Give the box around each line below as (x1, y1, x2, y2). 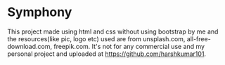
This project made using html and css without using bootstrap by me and (7, 27, 219, 36)
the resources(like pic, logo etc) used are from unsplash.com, (7, 34, 186, 43)
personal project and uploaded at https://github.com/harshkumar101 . (7, 50, 206, 58)
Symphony (7, 4, 72, 20)
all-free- (186, 34, 211, 43)
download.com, (7, 42, 53, 50)
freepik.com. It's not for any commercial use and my (53, 42, 205, 50)
